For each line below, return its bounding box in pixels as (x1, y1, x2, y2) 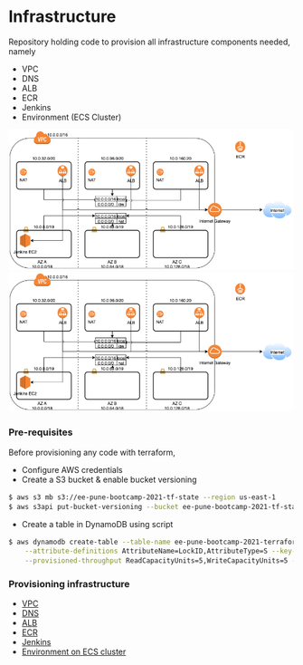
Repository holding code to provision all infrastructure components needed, (8, 36, 290, 47)
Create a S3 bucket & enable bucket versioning (21, 474, 197, 485)
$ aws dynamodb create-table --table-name (8, 537, 171, 546)
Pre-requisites (8, 426, 73, 439)
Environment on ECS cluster (21, 646, 127, 658)
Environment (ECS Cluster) (21, 111, 122, 122)
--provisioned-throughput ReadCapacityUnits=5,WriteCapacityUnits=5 (24, 556, 289, 565)
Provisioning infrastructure (8, 578, 130, 591)
